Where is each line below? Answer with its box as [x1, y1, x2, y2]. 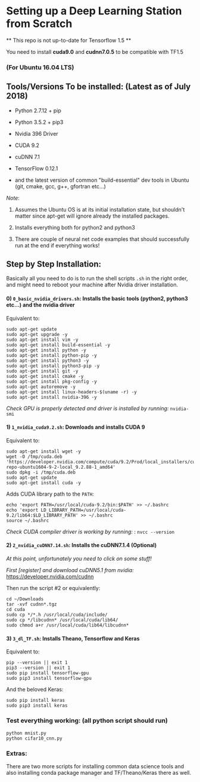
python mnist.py [6, 730, 46, 736]
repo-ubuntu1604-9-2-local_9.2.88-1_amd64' [6, 464, 116, 470]
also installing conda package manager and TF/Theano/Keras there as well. [6, 769, 192, 776]
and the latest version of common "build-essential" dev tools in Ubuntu [14, 176, 189, 184]
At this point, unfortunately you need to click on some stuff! [6, 555, 152, 563]
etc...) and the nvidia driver [6, 301, 75, 308]
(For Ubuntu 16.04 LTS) [6, 63, 74, 71]
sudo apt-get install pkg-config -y [6, 378, 97, 384]
